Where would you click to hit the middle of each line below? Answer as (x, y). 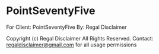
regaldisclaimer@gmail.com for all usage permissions (71, 45)
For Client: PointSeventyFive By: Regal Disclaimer (66, 27)
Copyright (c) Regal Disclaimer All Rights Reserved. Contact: (80, 38)
